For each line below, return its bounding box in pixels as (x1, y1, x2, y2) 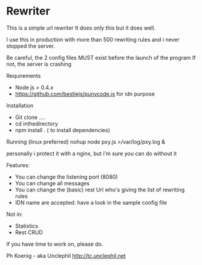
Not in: (6, 210, 23, 218)
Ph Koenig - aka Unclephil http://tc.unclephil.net (6, 252, 126, 259)
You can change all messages (15, 179, 90, 187)
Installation (6, 101, 34, 109)
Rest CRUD (15, 228, 44, 236)
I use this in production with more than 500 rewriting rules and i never (6, 36, 180, 43)
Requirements (6, 72, 41, 79)
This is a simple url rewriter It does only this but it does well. (6, 24, 156, 31)
